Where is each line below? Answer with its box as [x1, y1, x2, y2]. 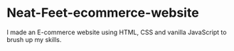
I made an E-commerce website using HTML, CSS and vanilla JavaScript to [6, 28, 227, 36]
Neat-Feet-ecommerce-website [6, 5, 200, 21]
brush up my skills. [6, 35, 62, 43]
